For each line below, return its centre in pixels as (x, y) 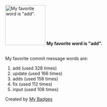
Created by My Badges (29, 99)
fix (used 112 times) (32, 84)
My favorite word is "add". (74, 43)
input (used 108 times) (35, 89)
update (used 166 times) (37, 73)
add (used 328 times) (34, 68)
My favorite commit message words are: (47, 58)
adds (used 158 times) (35, 79)
